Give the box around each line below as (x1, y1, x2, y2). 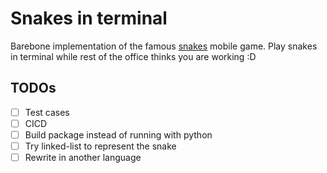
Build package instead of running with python (24, 128, 213, 141)
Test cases (24, 106, 70, 118)
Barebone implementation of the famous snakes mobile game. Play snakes (10, 40, 318, 52)
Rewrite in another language (24, 152, 142, 163)
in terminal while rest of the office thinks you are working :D (10, 50, 257, 62)
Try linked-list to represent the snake (24, 140, 177, 152)
